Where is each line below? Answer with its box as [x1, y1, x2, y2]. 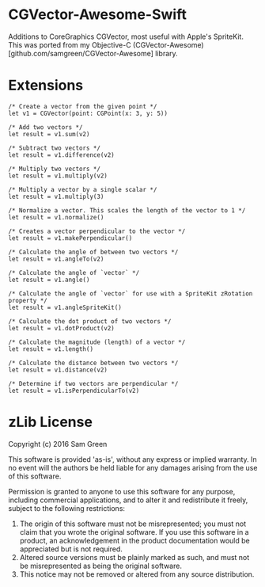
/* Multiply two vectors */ [8, 165, 101, 173]
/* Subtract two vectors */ [8, 144, 101, 152]
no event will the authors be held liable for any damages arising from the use [8, 463, 258, 472]
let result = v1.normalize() [8, 213, 104, 221]
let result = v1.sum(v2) [8, 130, 90, 138]
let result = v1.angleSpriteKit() [8, 303, 123, 311]
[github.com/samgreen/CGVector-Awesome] [8, 48, 154, 58]
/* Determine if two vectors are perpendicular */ [8, 379, 179, 387]
